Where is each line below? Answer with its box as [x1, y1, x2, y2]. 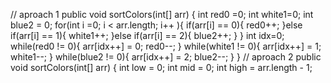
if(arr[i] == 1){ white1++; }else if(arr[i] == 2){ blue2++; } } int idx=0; [10, 30, 285, 41]
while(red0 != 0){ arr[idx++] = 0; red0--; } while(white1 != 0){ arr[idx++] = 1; [10, 40, 322, 52]
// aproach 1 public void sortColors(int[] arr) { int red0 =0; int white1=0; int [10, 9, 314, 20]
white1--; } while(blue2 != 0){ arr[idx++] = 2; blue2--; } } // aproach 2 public [10, 51, 322, 63]
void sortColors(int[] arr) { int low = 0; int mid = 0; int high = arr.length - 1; [10, 62, 313, 73]
